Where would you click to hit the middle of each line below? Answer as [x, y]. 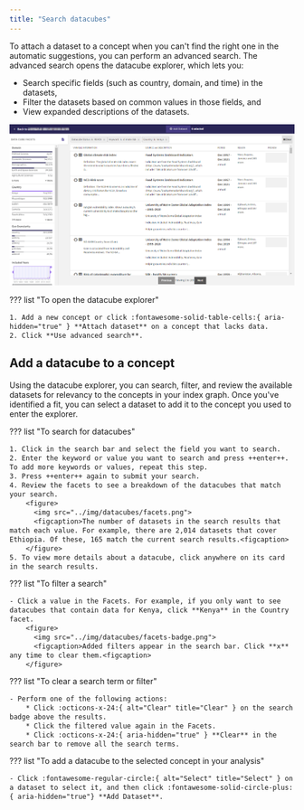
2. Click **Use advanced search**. [76, 335]
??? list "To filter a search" [58, 583]
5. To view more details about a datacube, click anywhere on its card [147, 557]
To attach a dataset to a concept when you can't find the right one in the [144, 46]
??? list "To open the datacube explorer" [84, 299]
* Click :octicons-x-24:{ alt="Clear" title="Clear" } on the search [160, 708]
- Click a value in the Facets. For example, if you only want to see [145, 601]
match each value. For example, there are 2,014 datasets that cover [143, 530]
